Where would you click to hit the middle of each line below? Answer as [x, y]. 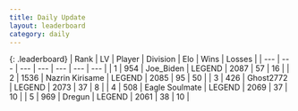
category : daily [39, 34]
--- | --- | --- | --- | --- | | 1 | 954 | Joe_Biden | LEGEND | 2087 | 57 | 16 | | [154, 68]
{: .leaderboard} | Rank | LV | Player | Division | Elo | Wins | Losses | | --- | [145, 59]
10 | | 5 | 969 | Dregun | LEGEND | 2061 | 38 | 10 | [99, 97]
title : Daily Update [48, 17]
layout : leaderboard [48, 26]
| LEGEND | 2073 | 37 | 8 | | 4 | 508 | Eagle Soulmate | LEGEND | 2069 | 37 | [149, 87]
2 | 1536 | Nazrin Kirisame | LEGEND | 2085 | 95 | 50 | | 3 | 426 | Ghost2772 [149, 78]
